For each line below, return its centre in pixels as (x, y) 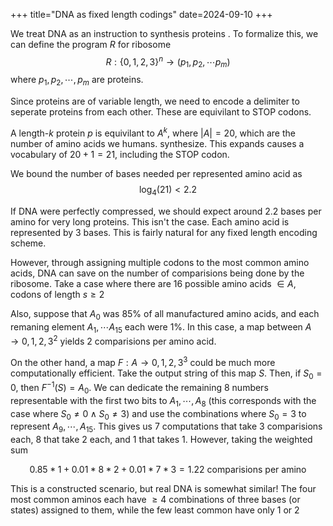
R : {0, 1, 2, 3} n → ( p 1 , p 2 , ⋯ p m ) (168, 62)
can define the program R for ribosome (91, 44)
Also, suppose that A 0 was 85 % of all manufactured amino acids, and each (165, 314)
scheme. (28, 243)
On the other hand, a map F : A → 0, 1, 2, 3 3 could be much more (143, 361)
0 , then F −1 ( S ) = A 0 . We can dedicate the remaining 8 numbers (139, 388)
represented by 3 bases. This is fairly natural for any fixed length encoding (164, 232)
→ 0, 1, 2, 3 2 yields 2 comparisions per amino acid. (113, 340)
